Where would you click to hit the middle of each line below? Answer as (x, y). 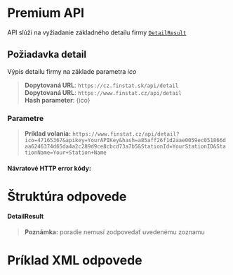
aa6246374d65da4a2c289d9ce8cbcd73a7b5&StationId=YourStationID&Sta (125, 147)
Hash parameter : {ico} (57, 100)
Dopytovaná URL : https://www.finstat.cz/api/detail (103, 92)
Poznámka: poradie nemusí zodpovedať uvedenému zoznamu (114, 232)
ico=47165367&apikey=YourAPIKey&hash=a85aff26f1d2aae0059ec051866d (125, 141)
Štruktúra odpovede (67, 197)
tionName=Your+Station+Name (65, 153)
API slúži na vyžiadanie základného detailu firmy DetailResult (97, 32)
